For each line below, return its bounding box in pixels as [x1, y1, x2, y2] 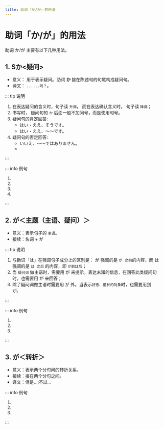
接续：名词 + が [12, 236, 44, 242]
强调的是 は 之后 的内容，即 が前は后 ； [12, 263, 87, 269]
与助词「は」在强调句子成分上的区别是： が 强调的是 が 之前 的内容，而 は [12, 257, 159, 263]
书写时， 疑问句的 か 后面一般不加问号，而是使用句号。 [12, 110, 123, 116]
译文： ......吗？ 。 [12, 83, 51, 89]
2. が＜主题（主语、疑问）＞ [5, 216, 90, 224]
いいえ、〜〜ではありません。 [19, 140, 80, 146]
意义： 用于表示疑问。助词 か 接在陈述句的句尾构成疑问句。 [12, 77, 132, 82]
